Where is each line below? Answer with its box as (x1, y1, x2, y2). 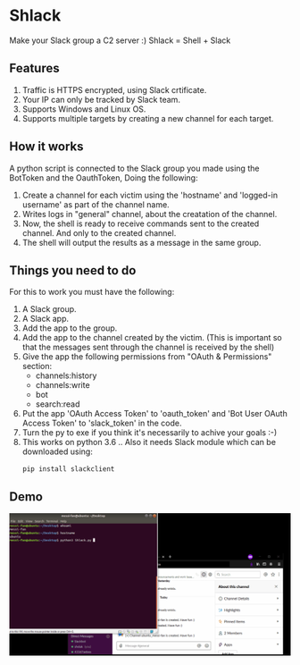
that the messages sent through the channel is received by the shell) (21, 341, 275, 353)
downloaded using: (21, 446, 94, 457)
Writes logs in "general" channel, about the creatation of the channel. (21, 208, 278, 219)
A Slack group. (21, 304, 78, 315)
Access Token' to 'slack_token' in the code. (21, 417, 182, 429)
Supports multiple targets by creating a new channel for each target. (21, 113, 274, 123)
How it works (9, 139, 84, 155)
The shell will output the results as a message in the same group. (21, 237, 262, 248)
